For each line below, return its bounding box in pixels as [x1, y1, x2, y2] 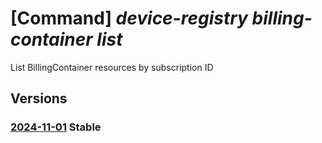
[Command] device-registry [10, 7, 248, 30]
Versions [10, 90, 68, 107]
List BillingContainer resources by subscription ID [10, 61, 214, 73]
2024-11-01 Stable [10, 120, 102, 134]
